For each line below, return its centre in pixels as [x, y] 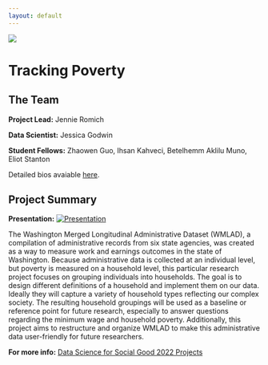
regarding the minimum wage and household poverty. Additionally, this [125, 320]
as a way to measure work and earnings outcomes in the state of [115, 251]
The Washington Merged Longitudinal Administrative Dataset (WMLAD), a [130, 234]
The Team [34, 100]
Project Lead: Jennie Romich [56, 119]
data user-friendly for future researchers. [76, 337]
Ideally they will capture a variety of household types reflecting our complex [134, 294]
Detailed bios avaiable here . [54, 174]
